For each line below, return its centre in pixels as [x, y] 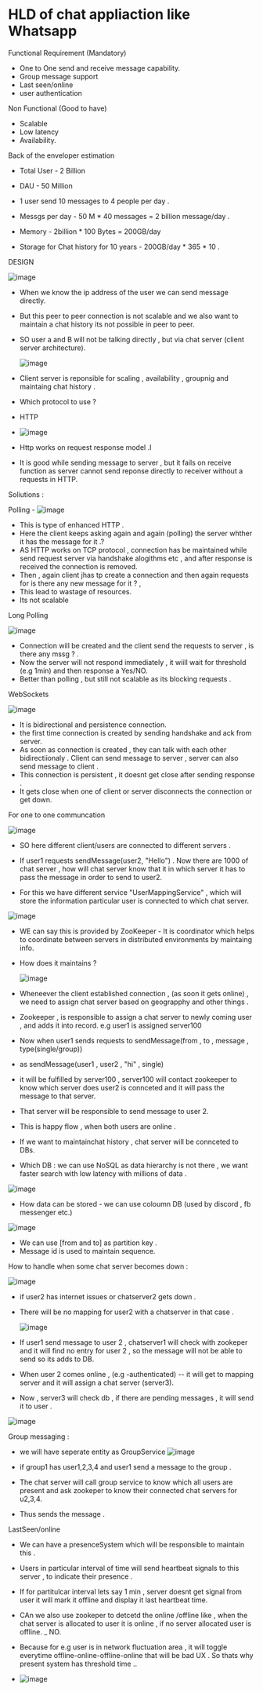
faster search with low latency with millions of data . [103, 1173]
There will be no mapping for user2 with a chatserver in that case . [127, 1312]
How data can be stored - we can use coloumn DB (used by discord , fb [135, 1203]
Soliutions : [26, 494]
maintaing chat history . [58, 386]
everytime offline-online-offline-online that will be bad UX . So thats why [136, 1655]
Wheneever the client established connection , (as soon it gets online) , [134, 993]
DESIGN [21, 261]
